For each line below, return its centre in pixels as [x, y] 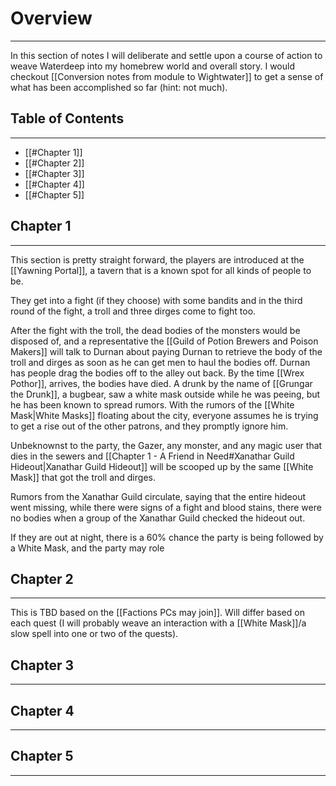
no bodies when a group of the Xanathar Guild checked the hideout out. [158, 518]
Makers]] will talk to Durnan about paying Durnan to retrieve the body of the [166, 351]
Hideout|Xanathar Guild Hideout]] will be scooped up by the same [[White [162, 466]
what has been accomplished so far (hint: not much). [119, 87]
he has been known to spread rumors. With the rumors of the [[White [152, 404]
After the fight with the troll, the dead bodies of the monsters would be [155, 330]
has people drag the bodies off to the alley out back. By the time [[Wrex [157, 373]
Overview [51, 18]
